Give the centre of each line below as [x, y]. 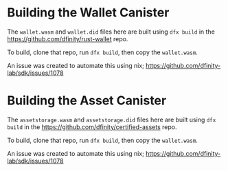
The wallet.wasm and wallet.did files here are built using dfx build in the [111, 32]
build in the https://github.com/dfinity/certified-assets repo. [92, 127]
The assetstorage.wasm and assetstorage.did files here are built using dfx [112, 119]
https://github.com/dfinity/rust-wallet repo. [68, 38]
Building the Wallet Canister [88, 13]
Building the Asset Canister [87, 101]
